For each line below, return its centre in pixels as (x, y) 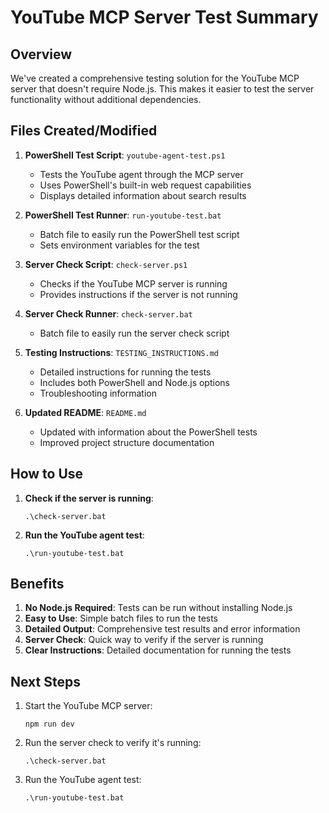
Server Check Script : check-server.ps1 (106, 264)
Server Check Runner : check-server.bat (108, 313)
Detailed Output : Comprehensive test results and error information (162, 629)
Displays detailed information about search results (143, 195)
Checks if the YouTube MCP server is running (133, 283)
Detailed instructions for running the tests (125, 372)
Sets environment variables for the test (119, 245)
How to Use (47, 474)
